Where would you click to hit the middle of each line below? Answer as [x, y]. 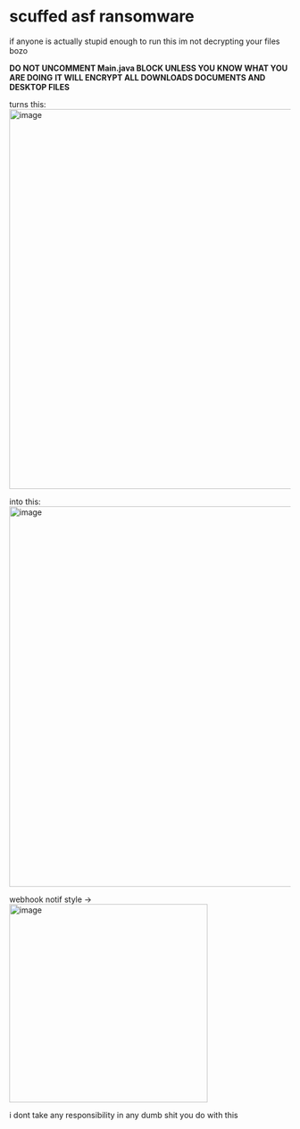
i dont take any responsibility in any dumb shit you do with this [124, 1115]
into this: [25, 501]
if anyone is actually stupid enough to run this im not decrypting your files [145, 41]
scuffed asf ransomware [102, 17]
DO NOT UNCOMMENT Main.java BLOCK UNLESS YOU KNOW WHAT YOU [149, 68]
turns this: [28, 104]
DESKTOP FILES [39, 87]
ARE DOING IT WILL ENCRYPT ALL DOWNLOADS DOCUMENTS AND [137, 77]
